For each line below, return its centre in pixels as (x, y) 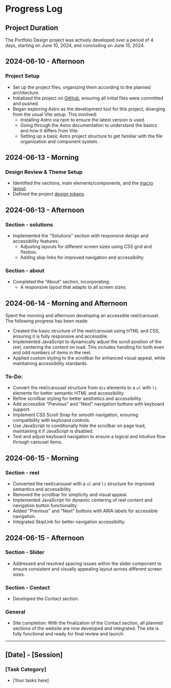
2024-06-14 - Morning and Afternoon (66, 303)
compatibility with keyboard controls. (51, 420)
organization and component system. (59, 141)
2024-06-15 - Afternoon (45, 538)
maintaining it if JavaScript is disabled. (53, 431)
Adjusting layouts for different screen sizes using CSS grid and (86, 247)
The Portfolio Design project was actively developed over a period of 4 (79, 40)
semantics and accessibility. (42, 489)
